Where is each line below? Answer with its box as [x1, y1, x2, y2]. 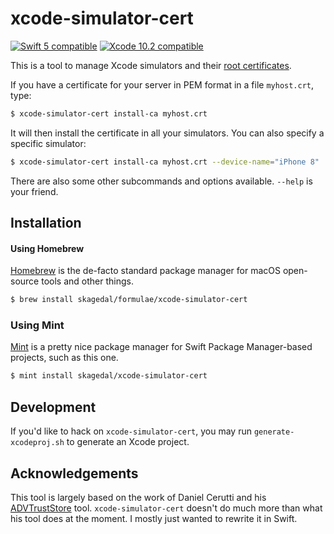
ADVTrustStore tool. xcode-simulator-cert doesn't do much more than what [10, 502, 323, 514]
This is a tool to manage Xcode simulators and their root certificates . [10, 59, 292, 71]
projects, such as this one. [10, 352, 119, 364]
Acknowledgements [10, 465, 139, 482]
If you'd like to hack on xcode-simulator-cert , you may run [10, 425, 252, 437]
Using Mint [10, 318, 65, 332]
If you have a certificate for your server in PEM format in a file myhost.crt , [10, 78, 315, 91]
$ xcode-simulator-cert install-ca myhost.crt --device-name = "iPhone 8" [10, 157, 320, 167]
